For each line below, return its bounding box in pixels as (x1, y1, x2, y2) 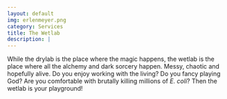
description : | (7, 36, 51, 43)
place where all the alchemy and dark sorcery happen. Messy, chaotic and (7, 62, 220, 71)
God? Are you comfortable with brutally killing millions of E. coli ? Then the (7, 77, 218, 85)
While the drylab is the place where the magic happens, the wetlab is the (7, 55, 215, 63)
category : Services (7, 23, 64, 30)
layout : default (7, 10, 54, 17)
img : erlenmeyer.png (7, 17, 67, 24)
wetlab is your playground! (7, 84, 83, 93)
